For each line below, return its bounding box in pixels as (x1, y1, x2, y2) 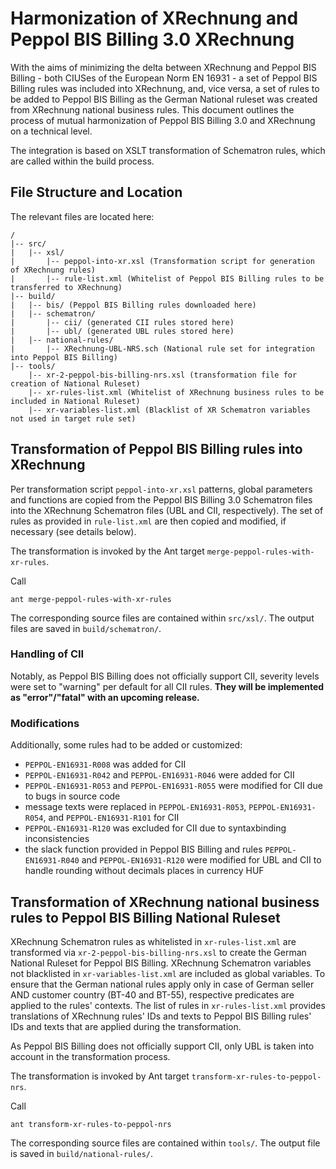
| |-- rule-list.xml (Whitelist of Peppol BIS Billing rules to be (10, 273, 325, 284)
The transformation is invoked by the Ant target (10, 545, 205, 557)
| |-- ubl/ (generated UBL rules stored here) (10, 326, 235, 336)
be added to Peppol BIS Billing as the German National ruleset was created (10, 93, 318, 105)
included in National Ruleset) (10, 396, 141, 406)
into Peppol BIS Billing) (10, 352, 118, 362)
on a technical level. (10, 125, 93, 137)
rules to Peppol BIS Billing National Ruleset (10, 909, 281, 926)
